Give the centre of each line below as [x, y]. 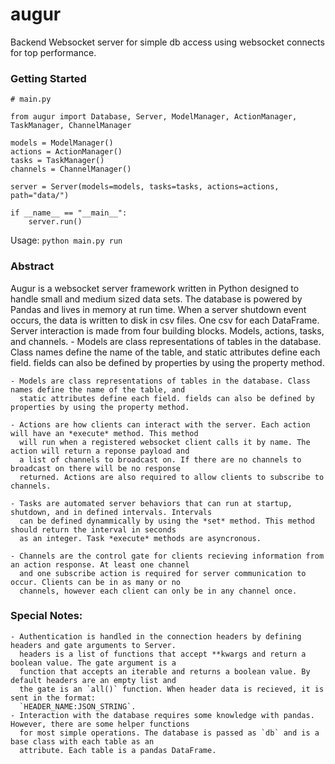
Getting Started [48, 78]
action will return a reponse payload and [100, 451]
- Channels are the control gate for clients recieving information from [167, 556]
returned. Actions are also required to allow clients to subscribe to [172, 477]
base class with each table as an [82, 741]
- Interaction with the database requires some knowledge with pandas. [162, 715]
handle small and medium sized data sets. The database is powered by [156, 299]
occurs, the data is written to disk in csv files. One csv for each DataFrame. [165, 320]
